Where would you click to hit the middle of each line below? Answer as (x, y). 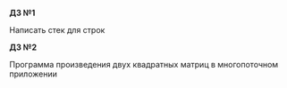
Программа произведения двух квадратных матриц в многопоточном (144, 64)
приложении (34, 74)
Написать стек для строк (57, 30)
